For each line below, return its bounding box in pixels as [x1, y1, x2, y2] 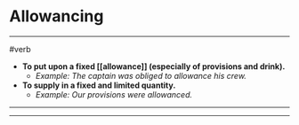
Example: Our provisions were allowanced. [35, 89, 193, 99]
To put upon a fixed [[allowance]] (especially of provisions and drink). [21, 60, 286, 72]
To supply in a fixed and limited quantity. [21, 80, 176, 90]
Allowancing [9, 6, 104, 27]
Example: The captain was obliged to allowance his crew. [35, 70, 247, 81]
